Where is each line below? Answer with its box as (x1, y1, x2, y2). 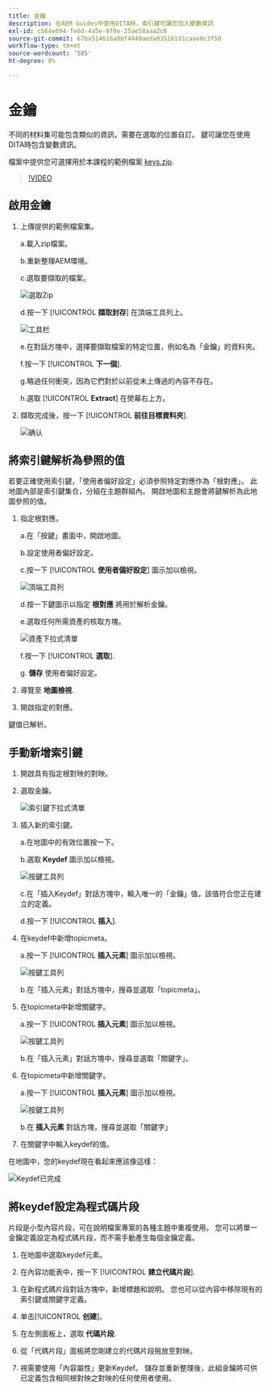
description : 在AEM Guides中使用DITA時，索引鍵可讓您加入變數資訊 (8, 19, 214, 27)
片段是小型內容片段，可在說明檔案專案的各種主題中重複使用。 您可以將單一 (8, 1223, 258, 1232)
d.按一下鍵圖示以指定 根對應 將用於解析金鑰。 (19, 600, 172, 609)
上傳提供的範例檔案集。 (19, 221, 98, 231)
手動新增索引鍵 (8, 745, 83, 760)
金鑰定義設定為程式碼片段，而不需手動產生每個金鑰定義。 (8, 1233, 199, 1243)
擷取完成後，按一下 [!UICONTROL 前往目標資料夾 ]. (19, 410, 189, 420)
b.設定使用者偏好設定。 (19, 548, 98, 558)
